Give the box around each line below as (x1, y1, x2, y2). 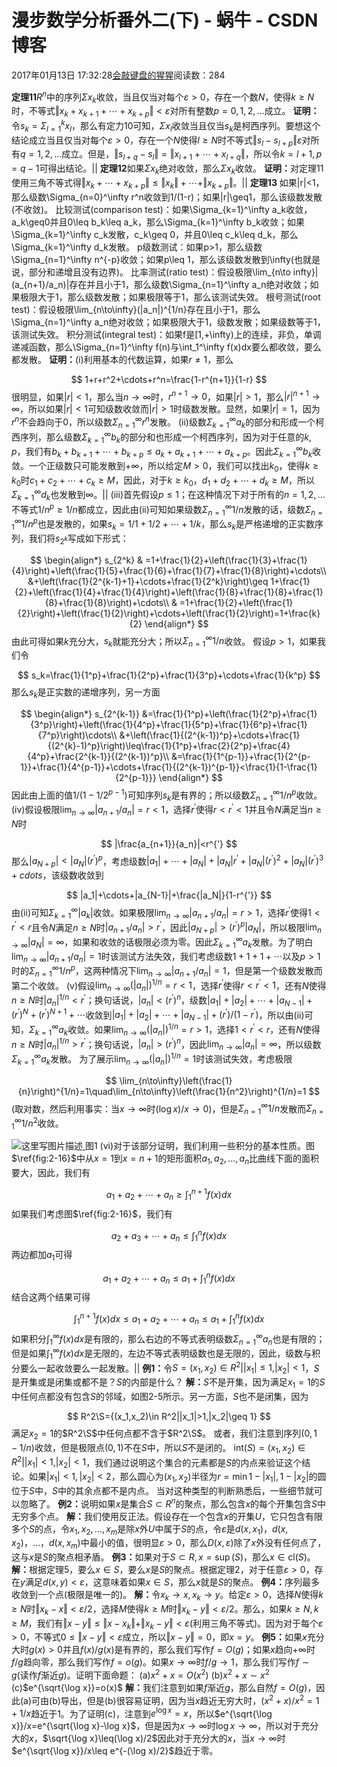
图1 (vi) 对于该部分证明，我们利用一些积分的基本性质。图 (84, 1140, 316, 1152)
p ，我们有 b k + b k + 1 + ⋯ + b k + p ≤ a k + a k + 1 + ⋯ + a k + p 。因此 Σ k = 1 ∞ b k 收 (11, 444, 322, 460)
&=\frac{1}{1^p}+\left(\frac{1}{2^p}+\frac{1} (141, 707, 318, 720)
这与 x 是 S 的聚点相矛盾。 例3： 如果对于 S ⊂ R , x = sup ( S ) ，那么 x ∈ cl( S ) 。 (11, 1551, 316, 1563)
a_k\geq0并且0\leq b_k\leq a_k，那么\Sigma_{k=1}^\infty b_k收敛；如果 (11, 216, 305, 228)
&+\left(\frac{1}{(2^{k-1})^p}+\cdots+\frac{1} (119, 729, 301, 741)
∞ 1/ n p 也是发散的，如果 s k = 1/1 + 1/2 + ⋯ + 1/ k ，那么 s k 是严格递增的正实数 (14, 516, 316, 532)
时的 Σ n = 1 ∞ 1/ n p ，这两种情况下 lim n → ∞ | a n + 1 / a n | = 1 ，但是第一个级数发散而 (11, 963, 323, 979)
